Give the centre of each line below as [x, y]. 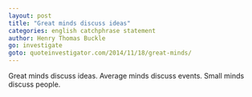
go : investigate [35, 46]
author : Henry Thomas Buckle [57, 38]
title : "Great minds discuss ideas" [69, 23]
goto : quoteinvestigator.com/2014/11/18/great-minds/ [100, 53]
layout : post [30, 16]
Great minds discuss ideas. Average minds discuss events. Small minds [126, 76]
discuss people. [35, 84]
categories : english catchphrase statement [82, 30]
